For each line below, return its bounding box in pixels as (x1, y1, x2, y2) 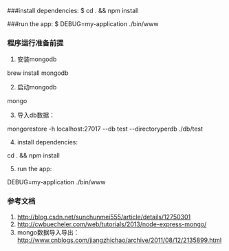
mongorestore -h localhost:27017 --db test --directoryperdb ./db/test (7, 124, 204, 133)
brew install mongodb (7, 69, 69, 77)
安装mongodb (17, 55, 57, 63)
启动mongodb (17, 83, 57, 91)
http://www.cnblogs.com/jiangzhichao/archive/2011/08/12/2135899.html (17, 236, 222, 244)
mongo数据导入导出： (17, 228, 80, 237)
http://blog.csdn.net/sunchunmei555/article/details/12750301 (17, 212, 191, 221)
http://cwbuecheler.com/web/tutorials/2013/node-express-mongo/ (17, 220, 207, 228)
